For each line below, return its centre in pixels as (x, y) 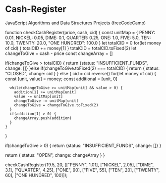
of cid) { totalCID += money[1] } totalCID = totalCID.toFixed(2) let (71, 48)
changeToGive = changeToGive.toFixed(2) (56, 105)
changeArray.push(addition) (43, 118)
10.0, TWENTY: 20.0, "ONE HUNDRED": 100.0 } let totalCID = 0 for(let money (83, 43)
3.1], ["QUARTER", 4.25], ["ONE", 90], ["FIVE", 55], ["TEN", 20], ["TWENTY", (83, 170)
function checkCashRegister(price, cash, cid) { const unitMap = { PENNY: (80, 32)
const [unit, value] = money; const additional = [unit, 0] (61, 79)
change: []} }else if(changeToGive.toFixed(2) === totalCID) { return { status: (83, 68)
